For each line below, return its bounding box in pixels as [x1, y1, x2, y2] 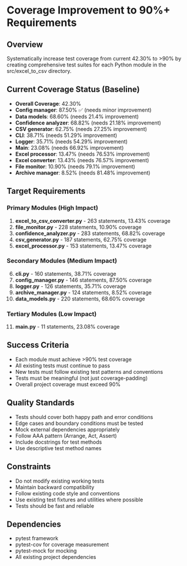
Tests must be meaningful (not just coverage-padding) [15, 374, 148, 381]
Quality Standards [6, 398, 75, 408]
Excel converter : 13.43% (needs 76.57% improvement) [15, 156, 149, 163]
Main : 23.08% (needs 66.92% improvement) [15, 144, 124, 151]
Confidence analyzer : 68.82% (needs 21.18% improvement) [15, 119, 161, 126]
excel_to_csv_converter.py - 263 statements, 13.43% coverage [15, 217, 171, 224]
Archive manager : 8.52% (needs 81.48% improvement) [15, 169, 151, 176]
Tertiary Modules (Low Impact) [6, 310, 97, 318]
